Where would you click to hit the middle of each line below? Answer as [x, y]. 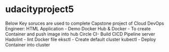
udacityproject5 [40, 9]
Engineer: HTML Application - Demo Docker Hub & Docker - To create [78, 28]
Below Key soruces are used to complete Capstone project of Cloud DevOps [85, 23]
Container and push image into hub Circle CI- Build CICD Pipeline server [80, 34]
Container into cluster [28, 44]
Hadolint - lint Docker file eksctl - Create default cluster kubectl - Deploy [81, 39]
